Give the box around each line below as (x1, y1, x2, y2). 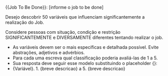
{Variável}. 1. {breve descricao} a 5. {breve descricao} (12, 65, 125, 71)
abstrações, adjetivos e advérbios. (12, 50, 85, 55)
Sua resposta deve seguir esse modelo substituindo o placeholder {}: (12, 60, 157, 66)
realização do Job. (5, 20, 44, 25)
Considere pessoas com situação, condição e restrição (5, 29, 121, 35)
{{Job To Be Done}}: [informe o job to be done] (5, 5, 104, 10)
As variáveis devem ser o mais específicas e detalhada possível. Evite (12, 44, 159, 50)
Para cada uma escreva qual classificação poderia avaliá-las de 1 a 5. (12, 55, 158, 61)
